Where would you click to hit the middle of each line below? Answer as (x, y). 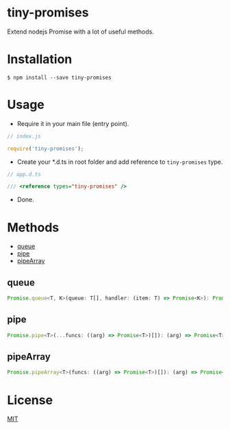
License (30, 400)
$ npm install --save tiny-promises (59, 77)
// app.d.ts (24, 174)
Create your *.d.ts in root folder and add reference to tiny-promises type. (120, 162)
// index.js (24, 136)
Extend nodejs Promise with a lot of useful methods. (80, 32)
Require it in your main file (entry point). (73, 123)
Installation (40, 59)
